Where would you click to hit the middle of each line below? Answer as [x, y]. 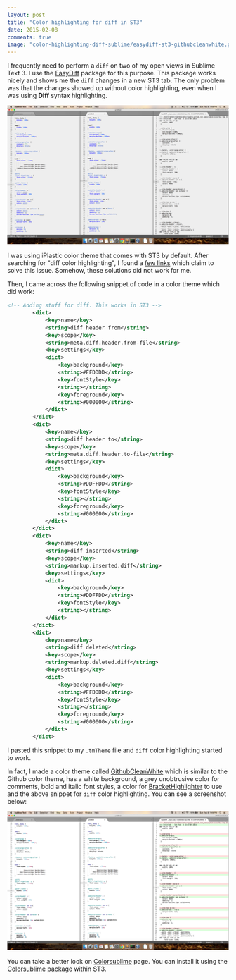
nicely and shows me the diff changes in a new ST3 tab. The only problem [116, 80]
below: [17, 801]
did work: [21, 292]
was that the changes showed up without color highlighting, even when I [112, 88]
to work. [19, 757]
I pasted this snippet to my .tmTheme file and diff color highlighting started [115, 750]
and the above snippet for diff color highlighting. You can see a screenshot [117, 794]
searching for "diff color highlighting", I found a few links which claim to [111, 263]
